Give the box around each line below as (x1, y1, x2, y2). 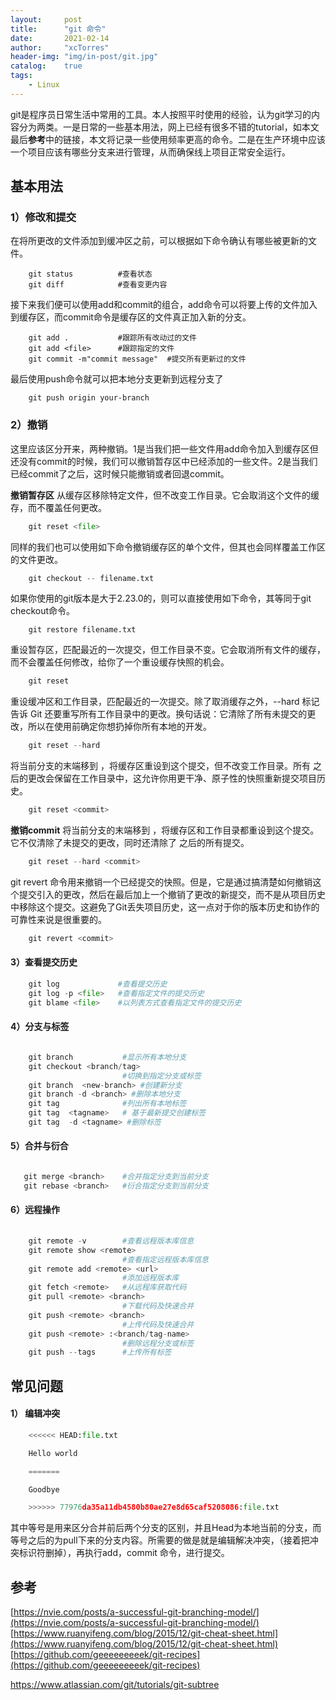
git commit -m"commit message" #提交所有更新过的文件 (28, 354, 247, 365)
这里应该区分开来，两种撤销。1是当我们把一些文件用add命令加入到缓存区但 (10, 442, 319, 455)
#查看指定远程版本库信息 (121, 1254, 209, 1265)
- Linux (28, 80, 60, 90)
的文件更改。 (10, 553, 63, 565)
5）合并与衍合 (10, 1140, 69, 1152)
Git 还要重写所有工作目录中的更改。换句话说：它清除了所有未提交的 (29, 708, 308, 720)
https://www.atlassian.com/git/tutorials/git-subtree (10, 1679, 220, 1691)
